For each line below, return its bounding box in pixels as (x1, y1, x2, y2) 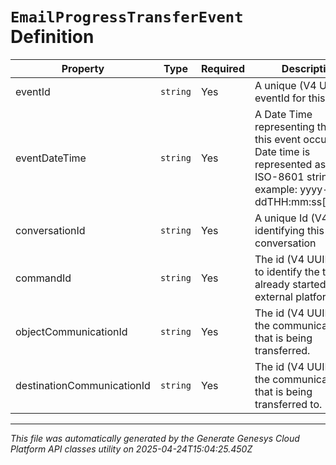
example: (254, 182, 298, 196)
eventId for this (254, 91, 326, 105)
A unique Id (254, 211, 309, 225)
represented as (254, 157, 327, 171)
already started (254, 277, 327, 291)
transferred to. (254, 397, 323, 411)
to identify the (254, 264, 320, 278)
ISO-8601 (254, 169, 305, 183)
